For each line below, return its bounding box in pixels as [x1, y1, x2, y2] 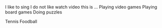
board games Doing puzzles [5, 9, 63, 15]
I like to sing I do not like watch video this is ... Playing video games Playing [5, 4, 158, 10]
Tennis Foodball [5, 19, 37, 24]
